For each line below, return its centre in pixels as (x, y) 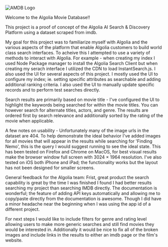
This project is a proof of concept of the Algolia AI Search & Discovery (78, 27)
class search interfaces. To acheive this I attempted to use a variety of (78, 53)
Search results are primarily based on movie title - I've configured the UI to (82, 99)
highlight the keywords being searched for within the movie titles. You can (81, 105)
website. (14, 240)
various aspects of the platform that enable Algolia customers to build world (83, 47)
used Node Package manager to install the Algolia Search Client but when (81, 63)
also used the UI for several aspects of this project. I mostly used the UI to (82, 74)
